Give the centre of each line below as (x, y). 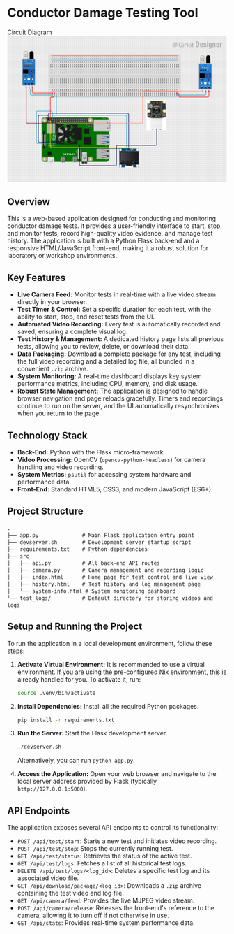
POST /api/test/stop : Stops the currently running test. (95, 849)
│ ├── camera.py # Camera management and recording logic (106, 570)
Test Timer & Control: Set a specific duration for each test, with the (114, 310)
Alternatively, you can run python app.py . (76, 761)
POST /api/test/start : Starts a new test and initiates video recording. (117, 841)
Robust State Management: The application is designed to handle (112, 391)
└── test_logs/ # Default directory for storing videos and (110, 598)
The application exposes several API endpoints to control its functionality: (113, 828)
